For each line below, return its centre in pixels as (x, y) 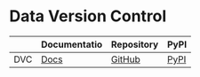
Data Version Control (88, 16)
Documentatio (72, 44)
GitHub (125, 59)
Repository (135, 44)
